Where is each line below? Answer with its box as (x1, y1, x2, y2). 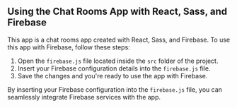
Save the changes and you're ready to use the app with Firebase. (17, 71, 208, 80)
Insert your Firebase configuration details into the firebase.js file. (17, 64, 211, 73)
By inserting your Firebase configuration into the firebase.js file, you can (7, 85, 223, 94)
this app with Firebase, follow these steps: (7, 42, 131, 52)
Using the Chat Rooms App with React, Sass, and (7, 6, 228, 18)
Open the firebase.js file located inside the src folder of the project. (17, 56, 219, 65)
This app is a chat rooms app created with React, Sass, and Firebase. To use (7, 35, 231, 44)
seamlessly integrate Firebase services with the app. (7, 92, 161, 101)
